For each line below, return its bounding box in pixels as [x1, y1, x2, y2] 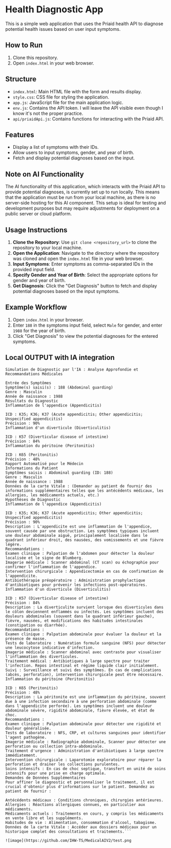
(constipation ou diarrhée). [5, 622, 68, 628]
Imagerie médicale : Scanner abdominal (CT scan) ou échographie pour [5, 560, 159, 565]
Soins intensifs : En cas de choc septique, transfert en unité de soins [5, 766, 166, 771]
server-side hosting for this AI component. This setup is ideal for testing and [5, 200, 166, 206]
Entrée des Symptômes [5, 380, 52, 386]
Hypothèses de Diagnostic [5, 497, 60, 502]
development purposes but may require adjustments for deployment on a [5, 205, 160, 211]
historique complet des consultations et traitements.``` [5, 829, 132, 834]
